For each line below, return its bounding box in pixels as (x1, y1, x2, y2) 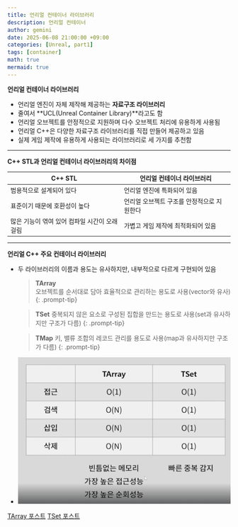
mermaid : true (7, 64, 50, 71)
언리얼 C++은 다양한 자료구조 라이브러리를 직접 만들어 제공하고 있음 (17, 126, 205, 135)
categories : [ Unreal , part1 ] (7, 41, 93, 49)
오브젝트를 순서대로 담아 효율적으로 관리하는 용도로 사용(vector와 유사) (35, 287, 231, 295)
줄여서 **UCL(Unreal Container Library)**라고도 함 (17, 108, 163, 117)
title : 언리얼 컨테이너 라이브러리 (7, 11, 94, 18)
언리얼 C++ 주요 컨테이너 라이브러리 (7, 249, 106, 258)
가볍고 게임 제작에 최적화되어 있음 (123, 222, 217, 229)
